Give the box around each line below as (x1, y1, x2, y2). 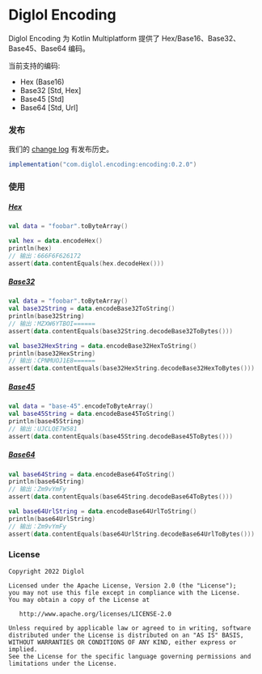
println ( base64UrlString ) (8, 515, 95, 523)
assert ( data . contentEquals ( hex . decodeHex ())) (8, 259, 164, 268)
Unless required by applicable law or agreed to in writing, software (8, 624, 251, 632)
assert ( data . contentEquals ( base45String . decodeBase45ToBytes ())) (8, 432, 233, 440)
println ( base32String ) (8, 312, 85, 320)
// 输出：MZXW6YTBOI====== (8, 320, 95, 328)
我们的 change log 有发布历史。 (8, 144, 114, 155)
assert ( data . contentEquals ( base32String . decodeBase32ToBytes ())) (8, 327, 233, 335)
